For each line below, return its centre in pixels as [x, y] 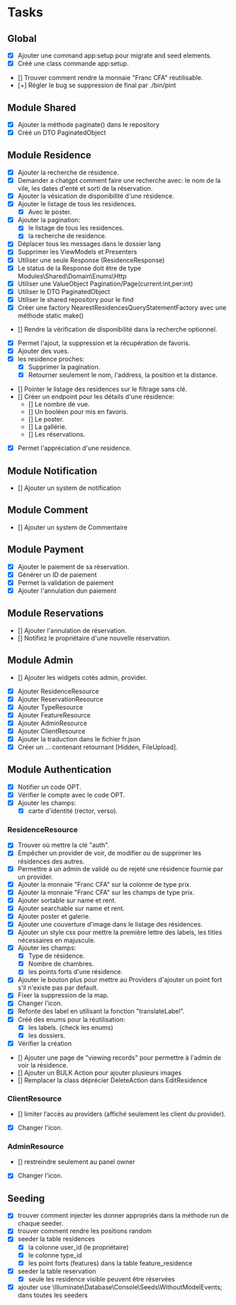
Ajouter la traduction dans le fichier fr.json [79, 739]
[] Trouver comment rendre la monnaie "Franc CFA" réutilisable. [110, 78]
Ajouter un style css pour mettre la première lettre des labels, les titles [120, 932]
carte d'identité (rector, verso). [73, 811]
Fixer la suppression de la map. [63, 995]
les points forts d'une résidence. [75, 972]
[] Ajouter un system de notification [69, 488]
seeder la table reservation [57, 1271]
